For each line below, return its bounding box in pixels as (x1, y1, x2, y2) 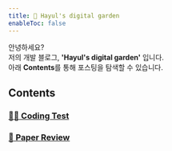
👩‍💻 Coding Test (8, 110, 70, 121)
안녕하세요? (8, 42, 45, 52)
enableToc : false (8, 19, 66, 27)
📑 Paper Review (8, 132, 70, 143)
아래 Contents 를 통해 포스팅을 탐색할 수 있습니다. (8, 62, 164, 72)
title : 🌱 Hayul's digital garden (8, 11, 120, 20)
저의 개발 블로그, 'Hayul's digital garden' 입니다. (8, 52, 164, 62)
